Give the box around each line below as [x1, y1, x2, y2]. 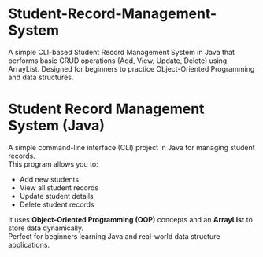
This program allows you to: [8, 159, 98, 169]
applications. [8, 240, 50, 249]
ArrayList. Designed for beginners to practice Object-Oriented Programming [8, 64, 255, 73]
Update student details [19, 191, 94, 200]
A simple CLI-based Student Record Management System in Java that [8, 47, 235, 57]
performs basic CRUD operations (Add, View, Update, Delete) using [8, 56, 228, 65]
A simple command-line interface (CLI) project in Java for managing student [8, 142, 255, 152]
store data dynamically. [8, 223, 84, 233]
